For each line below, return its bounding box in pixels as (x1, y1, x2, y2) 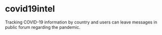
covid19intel (5, 3, 55, 14)
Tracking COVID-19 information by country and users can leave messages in (5, 19, 158, 25)
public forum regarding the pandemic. (5, 24, 81, 30)
